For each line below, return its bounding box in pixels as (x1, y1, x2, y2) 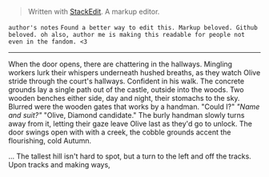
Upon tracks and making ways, (8, 160, 110, 169)
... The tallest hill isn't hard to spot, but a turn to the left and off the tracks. (8, 151, 252, 161)
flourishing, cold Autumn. (8, 136, 92, 145)
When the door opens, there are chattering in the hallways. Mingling (8, 59, 233, 69)
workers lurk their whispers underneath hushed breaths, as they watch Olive (8, 68, 261, 77)
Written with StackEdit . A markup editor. (27, 7, 160, 16)
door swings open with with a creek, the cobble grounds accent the (8, 127, 231, 137)
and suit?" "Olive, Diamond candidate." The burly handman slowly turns (8, 111, 245, 119)
